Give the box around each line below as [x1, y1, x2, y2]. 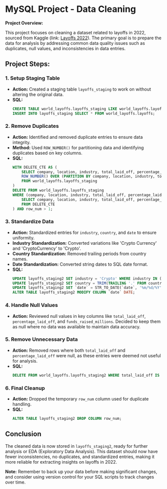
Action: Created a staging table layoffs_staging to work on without [12, 86, 151, 92]
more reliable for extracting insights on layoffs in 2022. [5, 459, 117, 465]
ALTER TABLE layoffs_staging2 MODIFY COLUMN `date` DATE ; [12, 290, 135, 295]
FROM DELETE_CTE [21, 201, 55, 207]
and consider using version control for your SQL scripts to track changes [5, 474, 154, 480]
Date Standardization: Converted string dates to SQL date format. [12, 261, 148, 267]
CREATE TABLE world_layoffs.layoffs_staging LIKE [12, 106, 118, 111]
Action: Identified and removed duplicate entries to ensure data [12, 134, 143, 140]
